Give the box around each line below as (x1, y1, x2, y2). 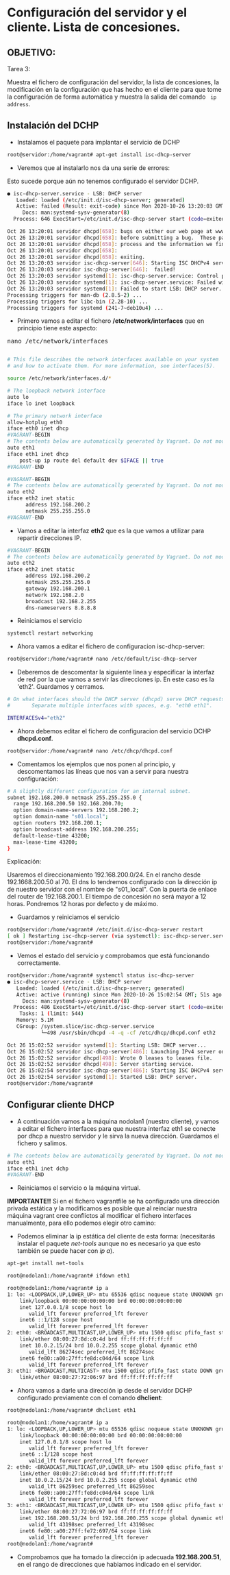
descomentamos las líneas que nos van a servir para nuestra (16, 767, 190, 775)
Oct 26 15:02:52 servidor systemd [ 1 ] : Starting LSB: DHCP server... (7, 1042, 207, 1049)
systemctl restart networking (7, 630, 94, 637)
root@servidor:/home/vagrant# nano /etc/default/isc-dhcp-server (7, 656, 197, 663)
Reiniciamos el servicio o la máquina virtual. (16, 1184, 141, 1192)
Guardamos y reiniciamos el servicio (16, 913, 120, 921)
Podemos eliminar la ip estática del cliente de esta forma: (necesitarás (16, 1232, 216, 1241)
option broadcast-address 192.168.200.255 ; (13, 826, 139, 833)
